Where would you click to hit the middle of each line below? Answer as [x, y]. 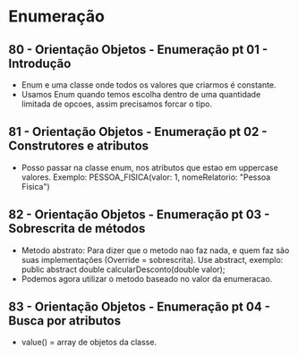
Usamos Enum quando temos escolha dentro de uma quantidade [141, 94]
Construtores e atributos [79, 146]
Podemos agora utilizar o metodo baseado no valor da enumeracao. [147, 278]
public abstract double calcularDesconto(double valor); [123, 269]
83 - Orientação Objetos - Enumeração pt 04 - [139, 307]
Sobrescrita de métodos [77, 229]
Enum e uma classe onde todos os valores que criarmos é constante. [149, 85]
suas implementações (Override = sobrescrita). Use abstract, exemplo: [152, 259]
